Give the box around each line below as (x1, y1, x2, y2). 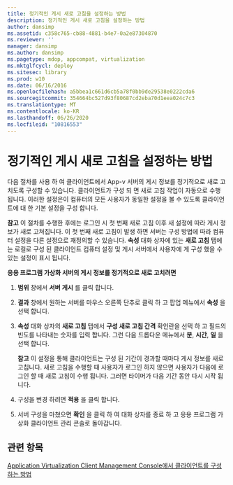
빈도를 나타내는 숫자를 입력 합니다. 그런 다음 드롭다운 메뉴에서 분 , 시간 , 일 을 (17, 330, 224, 339)
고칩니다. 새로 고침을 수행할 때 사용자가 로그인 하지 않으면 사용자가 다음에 (17, 363, 217, 372)
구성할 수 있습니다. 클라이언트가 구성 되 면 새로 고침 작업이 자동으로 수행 (25, 186, 221, 195)
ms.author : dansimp (7, 50, 64, 57)
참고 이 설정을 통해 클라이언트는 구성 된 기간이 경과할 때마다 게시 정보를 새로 (17, 354, 225, 363)
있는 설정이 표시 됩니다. (7, 253, 71, 262)
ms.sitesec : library (7, 69, 68, 76)
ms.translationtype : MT (7, 101, 77, 108)
